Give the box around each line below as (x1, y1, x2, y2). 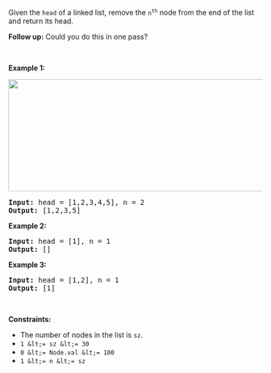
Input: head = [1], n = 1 (8, 237, 111, 245)
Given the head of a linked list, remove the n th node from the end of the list (8, 8, 255, 17)
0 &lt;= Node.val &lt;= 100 (19, 349, 115, 357)
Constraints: (8, 315, 52, 324)
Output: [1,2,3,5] (8, 206, 81, 215)
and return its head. (8, 16, 74, 26)
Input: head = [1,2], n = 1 (8, 275, 119, 284)
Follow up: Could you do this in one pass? (8, 32, 148, 41)
